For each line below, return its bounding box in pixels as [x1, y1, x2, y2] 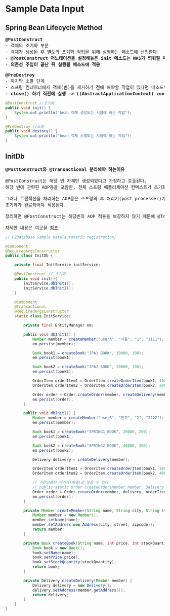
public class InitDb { [5, 253, 53, 259]
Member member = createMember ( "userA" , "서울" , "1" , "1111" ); [32, 337, 164, 342]
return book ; [32, 564, 60, 569]
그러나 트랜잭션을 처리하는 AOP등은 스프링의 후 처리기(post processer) [5, 196, 162, 201]
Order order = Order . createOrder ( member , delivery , [32, 489, 144, 494]
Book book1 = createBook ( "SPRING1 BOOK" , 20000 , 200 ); [32, 429, 151, 434]
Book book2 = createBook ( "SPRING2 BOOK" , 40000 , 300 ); [32, 443, 151, 448]
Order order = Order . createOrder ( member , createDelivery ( [32, 392, 157, 397]
